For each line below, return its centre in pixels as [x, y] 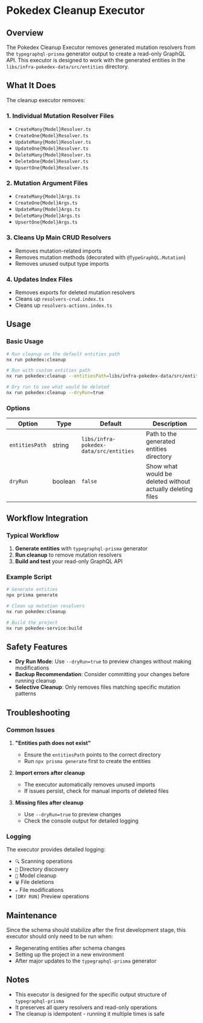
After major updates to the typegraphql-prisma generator [86, 961]
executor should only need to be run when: [60, 937]
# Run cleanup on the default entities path [63, 354]
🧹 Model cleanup [36, 876]
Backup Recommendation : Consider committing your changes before [102, 674]
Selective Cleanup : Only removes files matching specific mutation [98, 687]
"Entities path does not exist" [53, 743]
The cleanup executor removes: [46, 100]
